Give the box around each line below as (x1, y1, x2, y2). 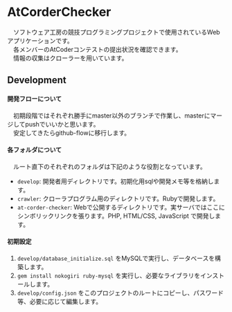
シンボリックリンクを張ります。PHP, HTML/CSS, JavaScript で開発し (17, 212, 215, 220)
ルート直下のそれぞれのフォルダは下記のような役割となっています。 (12, 162, 206, 170)
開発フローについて (7, 94, 62, 102)
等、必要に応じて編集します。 (17, 297, 102, 305)
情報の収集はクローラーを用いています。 (12, 53, 128, 62)
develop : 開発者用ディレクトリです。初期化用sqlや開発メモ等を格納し (17, 177, 214, 185)
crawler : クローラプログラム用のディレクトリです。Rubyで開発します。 (17, 194, 220, 203)
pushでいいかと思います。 (25, 120, 100, 128)
